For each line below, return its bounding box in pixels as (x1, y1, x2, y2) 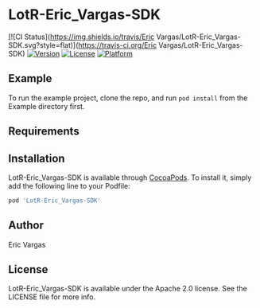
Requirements (8, 125, 80, 138)
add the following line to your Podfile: (8, 181, 131, 190)
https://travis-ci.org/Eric (78, 40, 157, 49)
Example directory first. (8, 101, 85, 111)
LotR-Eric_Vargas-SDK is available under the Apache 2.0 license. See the (8, 284, 248, 294)
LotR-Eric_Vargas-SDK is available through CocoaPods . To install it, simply (8, 173, 252, 182)
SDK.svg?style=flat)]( (8, 40, 79, 49)
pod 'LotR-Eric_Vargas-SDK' (8, 197, 102, 205)
